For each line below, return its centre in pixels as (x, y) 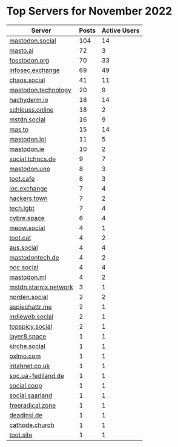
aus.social (24, 247)
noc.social (24, 267)
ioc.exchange (28, 188)
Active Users (120, 30)
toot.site (21, 435)
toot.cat (20, 238)
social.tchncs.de (33, 159)
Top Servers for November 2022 (89, 11)
